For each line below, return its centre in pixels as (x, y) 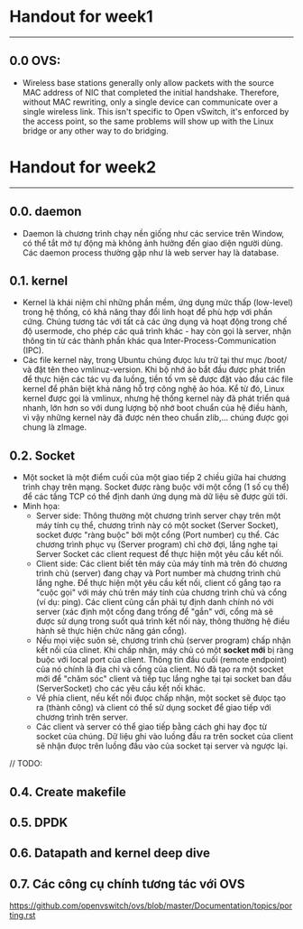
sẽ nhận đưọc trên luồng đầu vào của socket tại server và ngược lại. (162, 746)
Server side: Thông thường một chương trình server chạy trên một (158, 516)
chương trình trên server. (82, 717)
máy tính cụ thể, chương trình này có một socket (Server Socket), (157, 525)
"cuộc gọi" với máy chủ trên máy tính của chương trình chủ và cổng (161, 592)
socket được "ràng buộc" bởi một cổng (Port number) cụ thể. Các (157, 535)
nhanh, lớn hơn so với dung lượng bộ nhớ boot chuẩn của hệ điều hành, (155, 408)
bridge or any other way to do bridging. (95, 130)
